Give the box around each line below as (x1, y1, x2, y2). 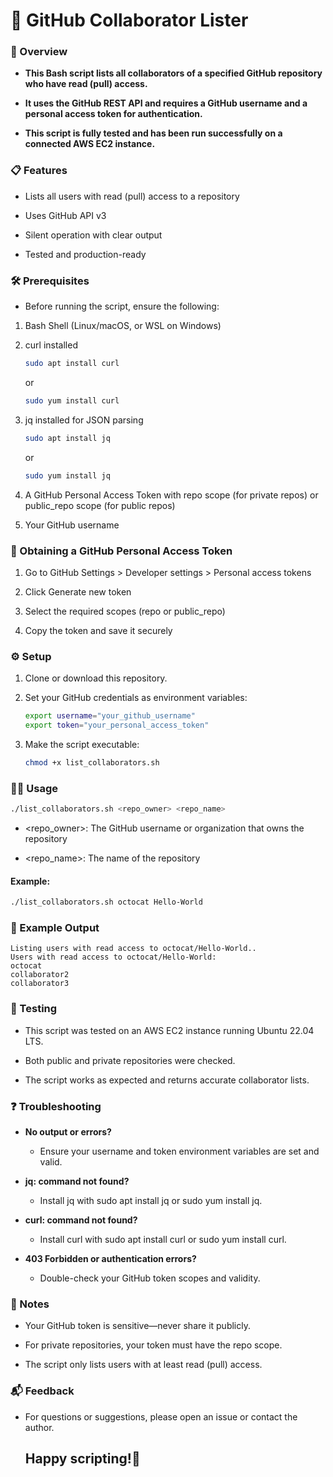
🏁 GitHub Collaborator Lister (10, 9, 249, 32)
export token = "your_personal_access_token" (24, 720, 210, 731)
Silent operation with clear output (24, 229, 163, 241)
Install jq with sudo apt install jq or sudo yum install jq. (39, 1194, 263, 1206)
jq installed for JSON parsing (24, 414, 144, 426)
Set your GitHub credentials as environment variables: (24, 692, 248, 704)
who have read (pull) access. (24, 78, 148, 90)
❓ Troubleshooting (10, 1099, 102, 1113)
